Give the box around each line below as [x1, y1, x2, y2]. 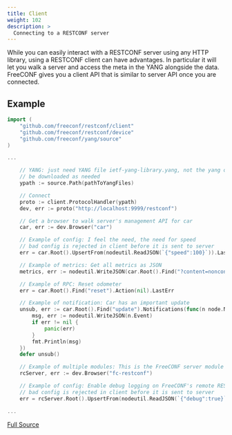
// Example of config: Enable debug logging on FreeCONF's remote [19, 382, 215, 389]
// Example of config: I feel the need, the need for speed [19, 237, 196, 243]
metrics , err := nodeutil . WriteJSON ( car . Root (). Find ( [19, 268, 177, 275]
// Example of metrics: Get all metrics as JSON [19, 261, 162, 268]
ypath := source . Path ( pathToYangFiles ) [19, 180, 135, 187]
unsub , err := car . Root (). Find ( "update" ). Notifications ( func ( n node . [19, 306, 224, 313]
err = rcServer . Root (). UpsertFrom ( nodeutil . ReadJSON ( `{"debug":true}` [19, 395, 227, 402]
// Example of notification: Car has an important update [19, 299, 190, 306]
